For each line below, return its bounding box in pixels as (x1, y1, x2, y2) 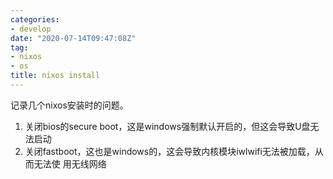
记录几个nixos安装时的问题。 (10, 99, 129, 111)
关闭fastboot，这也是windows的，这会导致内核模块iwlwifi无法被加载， (24, 145, 315, 157)
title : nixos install (10, 71, 101, 81)
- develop (10, 24, 52, 34)
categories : (10, 14, 60, 25)
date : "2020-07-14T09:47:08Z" (10, 33, 137, 43)
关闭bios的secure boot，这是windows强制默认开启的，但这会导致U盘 (24, 120, 311, 132)
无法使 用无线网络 (33, 157, 107, 170)
